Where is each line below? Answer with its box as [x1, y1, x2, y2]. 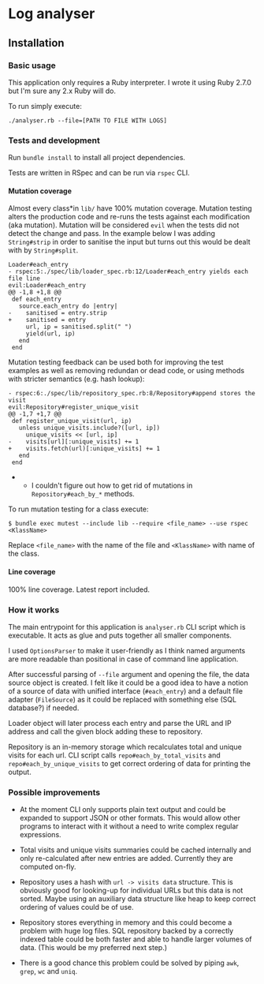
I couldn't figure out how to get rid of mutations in [31, 481, 193, 490]
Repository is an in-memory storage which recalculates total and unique [8, 742, 242, 751]
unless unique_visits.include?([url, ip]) [18, 424, 160, 432]
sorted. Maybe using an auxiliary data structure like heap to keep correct [19, 894, 256, 904]
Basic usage [8, 60, 57, 71]
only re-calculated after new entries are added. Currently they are [19, 854, 234, 863]
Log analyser [8, 5, 95, 23]
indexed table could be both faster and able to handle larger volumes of [19, 934, 252, 944]
